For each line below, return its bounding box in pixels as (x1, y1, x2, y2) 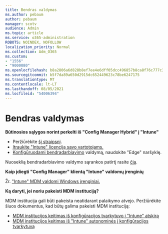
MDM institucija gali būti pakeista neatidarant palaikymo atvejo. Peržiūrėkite (5, 198, 161, 204)
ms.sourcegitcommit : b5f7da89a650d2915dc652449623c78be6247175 (5, 72, 140, 77)
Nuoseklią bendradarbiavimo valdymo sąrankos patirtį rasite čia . (5, 159, 137, 165)
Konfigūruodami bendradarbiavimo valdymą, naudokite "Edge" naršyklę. (12, 149, 161, 155)
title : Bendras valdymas (5, 7, 57, 12)
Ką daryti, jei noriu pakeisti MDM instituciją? (5, 188, 99, 194)
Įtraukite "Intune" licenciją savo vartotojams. (12, 144, 103, 150)
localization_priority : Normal (5, 44, 70, 49)
